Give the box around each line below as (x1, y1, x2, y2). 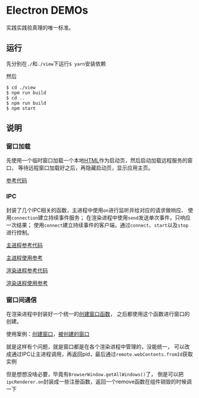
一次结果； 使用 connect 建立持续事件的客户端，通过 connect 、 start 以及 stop (6, 221, 189, 228)
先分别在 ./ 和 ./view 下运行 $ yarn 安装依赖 (6, 60, 106, 67)
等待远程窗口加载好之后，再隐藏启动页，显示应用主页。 (17, 164, 153, 171)
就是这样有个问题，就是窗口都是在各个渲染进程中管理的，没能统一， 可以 (6, 343, 185, 350)
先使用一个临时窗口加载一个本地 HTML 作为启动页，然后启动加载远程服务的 (6, 157, 188, 164)
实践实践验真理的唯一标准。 (6, 24, 74, 31)
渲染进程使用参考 (6, 279, 48, 286)
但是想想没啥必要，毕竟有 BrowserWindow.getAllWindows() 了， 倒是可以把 (6, 371, 184, 378)
